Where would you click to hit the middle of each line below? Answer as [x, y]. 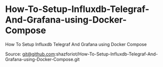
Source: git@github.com [30, 54]
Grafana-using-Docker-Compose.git [42, 59]
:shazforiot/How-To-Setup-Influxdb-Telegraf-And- [106, 54]
